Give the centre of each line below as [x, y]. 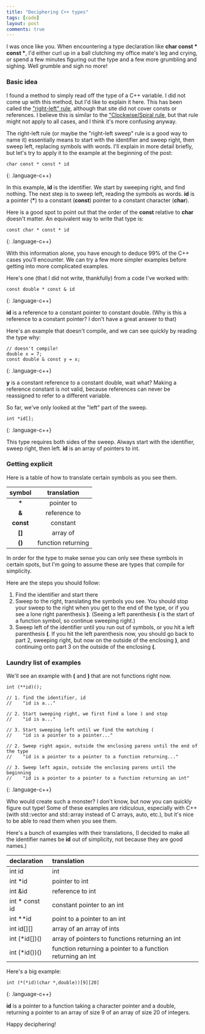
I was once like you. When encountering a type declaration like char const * [102, 47]
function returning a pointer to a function [110, 949]
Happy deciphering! [31, 1024]
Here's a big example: [34, 972]
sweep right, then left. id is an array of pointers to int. [73, 448]
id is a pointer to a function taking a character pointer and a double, [91, 1006]
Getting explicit [30, 464]
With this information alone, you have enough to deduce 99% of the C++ [98, 253]
